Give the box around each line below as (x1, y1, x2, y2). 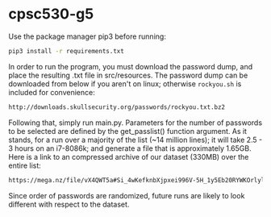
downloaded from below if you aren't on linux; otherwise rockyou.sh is (8, 78, 242, 89)
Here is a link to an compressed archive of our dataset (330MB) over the (8, 152, 249, 161)
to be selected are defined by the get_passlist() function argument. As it (8, 126, 248, 136)
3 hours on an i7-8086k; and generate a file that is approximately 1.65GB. (8, 143, 252, 153)
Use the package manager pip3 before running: (8, 31, 167, 41)
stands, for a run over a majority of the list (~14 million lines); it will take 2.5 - (8, 135, 263, 144)
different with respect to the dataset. (8, 199, 130, 209)
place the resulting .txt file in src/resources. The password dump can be (8, 70, 248, 80)
